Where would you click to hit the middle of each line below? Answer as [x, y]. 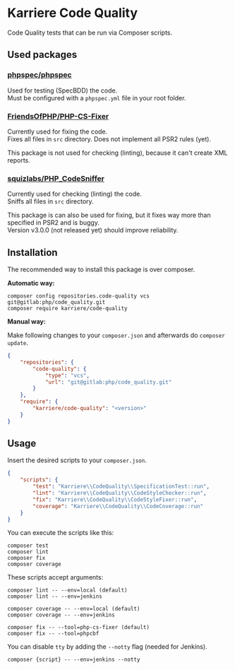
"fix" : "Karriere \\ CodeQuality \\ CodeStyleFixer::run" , [115, 500]
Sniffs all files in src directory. [50, 201]
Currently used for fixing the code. [58, 131]
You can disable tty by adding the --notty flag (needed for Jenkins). [107, 647]
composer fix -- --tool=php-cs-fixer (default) [79, 628]
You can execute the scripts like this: [61, 533]
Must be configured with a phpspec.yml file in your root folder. [97, 98]
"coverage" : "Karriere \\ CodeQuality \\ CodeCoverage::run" [118, 506]
